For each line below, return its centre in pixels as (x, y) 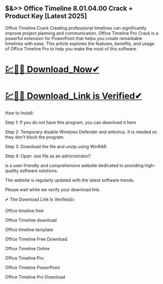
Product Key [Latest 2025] (46, 16)
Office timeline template (29, 229)
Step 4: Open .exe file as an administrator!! (48, 156)
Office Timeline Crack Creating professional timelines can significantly (76, 28)
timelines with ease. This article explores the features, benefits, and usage (80, 44)
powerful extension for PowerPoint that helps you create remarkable (74, 38)
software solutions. (39, 171)
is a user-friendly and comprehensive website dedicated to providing (74, 165)
